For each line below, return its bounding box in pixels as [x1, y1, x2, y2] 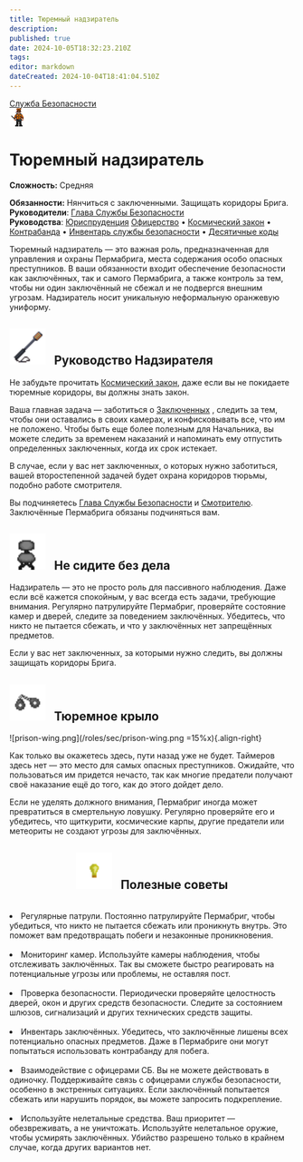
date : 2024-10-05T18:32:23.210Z [9, 44, 131, 53]
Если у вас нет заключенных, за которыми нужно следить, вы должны [9, 648, 283, 659]
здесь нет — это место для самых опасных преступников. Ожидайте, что [9, 760, 295, 771]
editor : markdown [9, 63, 75, 72]
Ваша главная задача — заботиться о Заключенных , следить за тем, [9, 404, 278, 415]
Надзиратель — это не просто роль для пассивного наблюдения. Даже [9, 581, 287, 593]
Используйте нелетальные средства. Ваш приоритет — [21, 1113, 236, 1124]
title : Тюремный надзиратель [9, 15, 119, 24]
